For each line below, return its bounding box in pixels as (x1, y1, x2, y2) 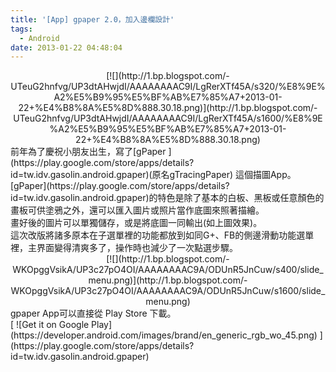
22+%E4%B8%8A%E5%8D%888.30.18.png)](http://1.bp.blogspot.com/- (18, 102, 318, 114)
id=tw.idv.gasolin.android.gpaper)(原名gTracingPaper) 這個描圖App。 (10, 169, 297, 181)
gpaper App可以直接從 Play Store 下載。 (10, 307, 177, 320)
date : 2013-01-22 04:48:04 (10, 42, 123, 53)
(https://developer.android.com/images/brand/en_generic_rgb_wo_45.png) (10, 329, 318, 341)
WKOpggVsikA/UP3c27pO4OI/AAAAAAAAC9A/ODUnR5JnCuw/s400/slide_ (12, 264, 324, 276)
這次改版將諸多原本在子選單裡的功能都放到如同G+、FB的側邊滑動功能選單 (10, 229, 315, 241)
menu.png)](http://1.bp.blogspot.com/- (88, 274, 248, 286)
